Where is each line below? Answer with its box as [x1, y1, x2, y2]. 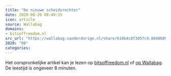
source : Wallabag [5, 21, 42, 27]
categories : [5, 45, 31, 50]
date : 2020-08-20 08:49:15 [5, 12, 63, 17]
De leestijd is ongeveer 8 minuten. [5, 65, 77, 71]
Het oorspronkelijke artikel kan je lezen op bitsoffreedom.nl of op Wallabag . [5, 59, 163, 65]
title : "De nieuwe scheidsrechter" [5, 7, 81, 13]
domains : [5, 27, 24, 32]
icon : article [5, 17, 36, 22]
